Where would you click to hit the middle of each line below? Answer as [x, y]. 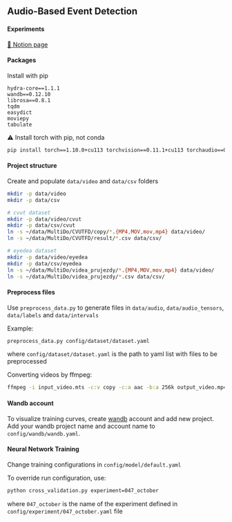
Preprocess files [31, 292]
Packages [22, 60]
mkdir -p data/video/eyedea [48, 257]
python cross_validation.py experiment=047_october [83, 490]
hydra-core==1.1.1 [33, 88]
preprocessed [27, 362]
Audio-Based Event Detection [72, 11]
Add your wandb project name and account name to [81, 426]
